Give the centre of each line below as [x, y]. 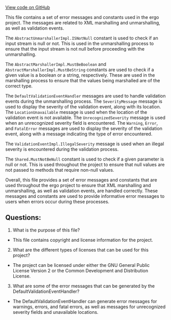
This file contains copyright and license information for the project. [83, 240]
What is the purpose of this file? [46, 230]
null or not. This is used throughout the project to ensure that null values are [85, 165]
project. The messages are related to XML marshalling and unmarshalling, [83, 23]
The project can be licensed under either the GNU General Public [81, 265]
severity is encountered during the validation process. [62, 149]
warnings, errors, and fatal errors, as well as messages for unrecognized [89, 307]
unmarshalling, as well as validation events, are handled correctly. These [82, 191]
